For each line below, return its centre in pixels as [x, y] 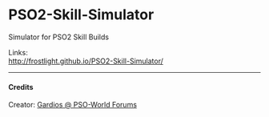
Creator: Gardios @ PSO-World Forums [73, 105]
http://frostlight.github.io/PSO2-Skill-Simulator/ [86, 61]
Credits [21, 87]
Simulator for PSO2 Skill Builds [59, 37]
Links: [18, 52]
